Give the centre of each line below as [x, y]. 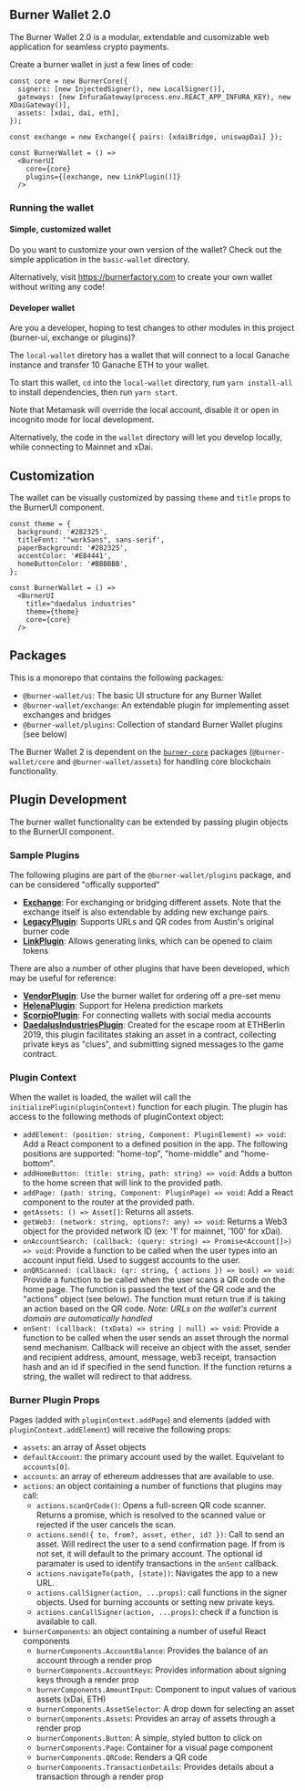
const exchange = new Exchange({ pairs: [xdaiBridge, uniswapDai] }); [146, 137]
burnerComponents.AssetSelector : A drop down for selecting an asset [165, 1709]
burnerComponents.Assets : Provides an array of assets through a [156, 1719]
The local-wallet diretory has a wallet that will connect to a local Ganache [149, 356]
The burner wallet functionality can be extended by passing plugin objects [149, 822]
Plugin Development [68, 800]
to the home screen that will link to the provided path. [122, 1183]
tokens [35, 950]
